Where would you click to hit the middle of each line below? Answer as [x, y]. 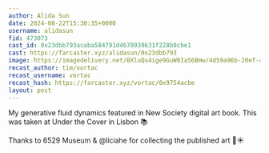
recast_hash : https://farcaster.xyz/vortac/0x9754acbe [102, 83]
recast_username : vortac [50, 75]
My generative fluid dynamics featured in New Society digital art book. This [133, 113]
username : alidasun [41, 30]
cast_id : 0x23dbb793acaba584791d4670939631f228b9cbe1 [100, 46]
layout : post [30, 90]
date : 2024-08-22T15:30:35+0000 [62, 23]
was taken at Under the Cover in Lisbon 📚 [78, 122]
